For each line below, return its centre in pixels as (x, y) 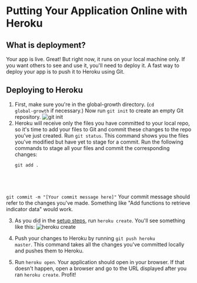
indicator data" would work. (40, 209)
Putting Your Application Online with (97, 11)
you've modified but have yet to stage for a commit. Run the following (99, 142)
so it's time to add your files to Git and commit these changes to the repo (103, 129)
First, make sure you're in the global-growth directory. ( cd (84, 104)
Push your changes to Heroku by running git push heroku (85, 238)
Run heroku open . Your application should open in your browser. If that (99, 262)
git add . (27, 165)
